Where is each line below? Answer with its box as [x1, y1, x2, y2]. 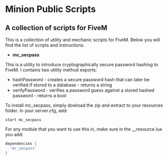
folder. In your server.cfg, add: [5, 108, 68, 113]
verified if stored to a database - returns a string [12, 82, 112, 88]
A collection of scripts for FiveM [5, 24, 108, 32]
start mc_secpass [5, 117, 42, 122]
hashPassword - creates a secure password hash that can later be [12, 77, 150, 82]
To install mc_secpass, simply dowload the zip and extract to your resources [5, 102, 163, 108]
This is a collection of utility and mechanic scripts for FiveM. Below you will [5, 37, 160, 43]
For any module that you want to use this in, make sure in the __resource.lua [5, 126, 162, 132]
